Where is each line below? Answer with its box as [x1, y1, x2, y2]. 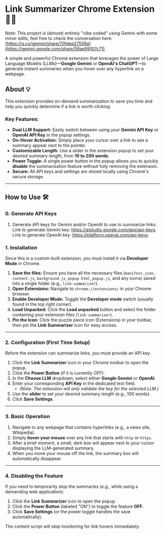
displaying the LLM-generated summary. [12, 445, 95, 451]
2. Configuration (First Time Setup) [5, 339, 90, 346]
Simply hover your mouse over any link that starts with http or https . [12, 434, 153, 440]
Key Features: [5, 115, 39, 122]
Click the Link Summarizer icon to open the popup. [12, 498, 116, 504]
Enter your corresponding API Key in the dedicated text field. [12, 380, 136, 386]
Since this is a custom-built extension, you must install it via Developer [5, 255, 149, 261]
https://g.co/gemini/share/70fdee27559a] [6, 40, 91, 46]
